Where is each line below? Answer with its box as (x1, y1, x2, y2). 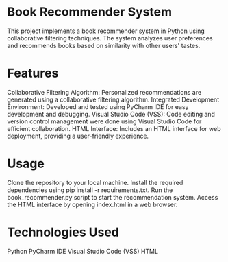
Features (7, 66, 59, 81)
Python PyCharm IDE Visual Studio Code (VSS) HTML (7, 247, 159, 255)
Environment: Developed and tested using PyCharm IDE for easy (7, 102, 189, 110)
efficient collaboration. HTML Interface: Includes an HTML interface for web (7, 124, 221, 132)
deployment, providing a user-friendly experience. (7, 132, 149, 140)
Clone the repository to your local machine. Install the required (7, 178, 183, 187)
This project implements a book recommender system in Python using (7, 27, 205, 35)
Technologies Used (7, 224, 120, 240)
